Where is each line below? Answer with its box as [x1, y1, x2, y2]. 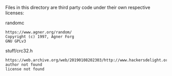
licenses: [5, 10, 25, 16]
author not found [5, 62, 42, 67]
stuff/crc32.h [5, 48, 33, 53]
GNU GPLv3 [5, 39, 27, 44]
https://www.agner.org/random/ [5, 30, 72, 35]
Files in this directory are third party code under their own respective [5, 5, 150, 10]
